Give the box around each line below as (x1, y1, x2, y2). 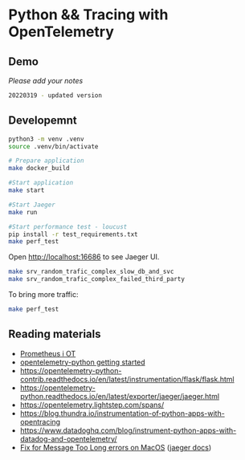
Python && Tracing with (8, 6, 169, 24)
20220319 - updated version (8, 92, 103, 100)
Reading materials (8, 328, 102, 341)
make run (8, 208, 38, 216)
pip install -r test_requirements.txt (8, 230, 138, 238)
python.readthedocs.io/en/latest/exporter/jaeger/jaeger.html (19, 391, 219, 401)
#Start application (8, 179, 74, 187)
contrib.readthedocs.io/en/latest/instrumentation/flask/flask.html (19, 374, 235, 384)
